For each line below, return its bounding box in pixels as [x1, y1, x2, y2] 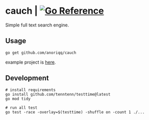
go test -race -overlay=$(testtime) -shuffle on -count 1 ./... [5, 109, 145, 114]
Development [5, 74, 49, 82]
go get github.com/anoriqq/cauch [5, 50, 77, 55]
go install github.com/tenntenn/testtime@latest [5, 92, 111, 97]
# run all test [5, 105, 38, 110]
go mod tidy [5, 96, 31, 101]
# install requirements [5, 87, 56, 93]
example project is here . [5, 59, 56, 65]
